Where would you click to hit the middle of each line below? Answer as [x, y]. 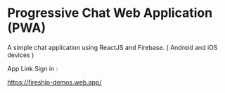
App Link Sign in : [33, 68]
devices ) [21, 55]
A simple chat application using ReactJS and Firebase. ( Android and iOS [112, 47]
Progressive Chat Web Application [110, 13]
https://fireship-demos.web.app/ [54, 82]
